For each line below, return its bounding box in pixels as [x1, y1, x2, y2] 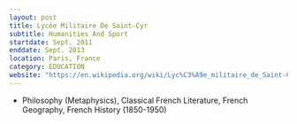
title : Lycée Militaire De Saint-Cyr [9, 21, 148, 30]
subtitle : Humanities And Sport [9, 29, 128, 38]
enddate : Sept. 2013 [9, 46, 86, 55]
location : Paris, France [9, 54, 101, 63]
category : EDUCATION [9, 63, 86, 72]
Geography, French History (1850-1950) [21, 104, 167, 115]
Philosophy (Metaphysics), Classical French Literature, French [21, 95, 248, 105]
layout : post [9, 12, 57, 22]
